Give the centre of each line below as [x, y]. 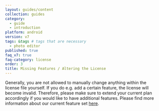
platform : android [24, 32]
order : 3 [14, 64]
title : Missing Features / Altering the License [56, 69]
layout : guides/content [29, 10]
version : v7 [17, 37]
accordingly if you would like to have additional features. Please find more [79, 98]
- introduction [25, 28]
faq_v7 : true [18, 55]
